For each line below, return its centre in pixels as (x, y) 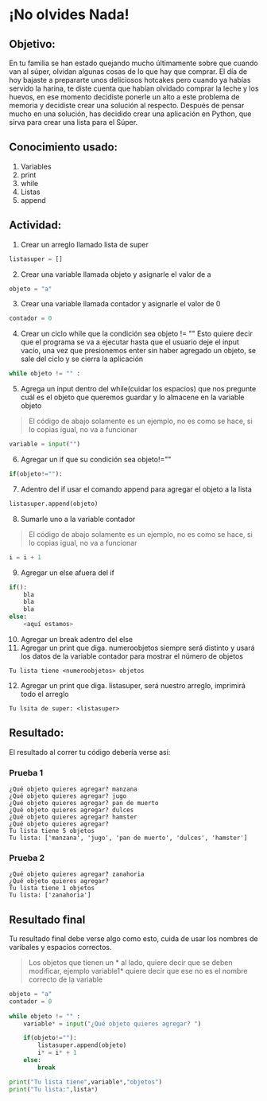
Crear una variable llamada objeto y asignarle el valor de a (116, 274)
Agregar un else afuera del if (67, 572)
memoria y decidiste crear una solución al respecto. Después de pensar (127, 105)
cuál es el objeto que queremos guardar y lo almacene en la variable (132, 397)
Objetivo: (33, 44)
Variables (36, 166)
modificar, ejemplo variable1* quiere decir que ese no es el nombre (138, 971)
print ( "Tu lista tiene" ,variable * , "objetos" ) (85, 1082)
